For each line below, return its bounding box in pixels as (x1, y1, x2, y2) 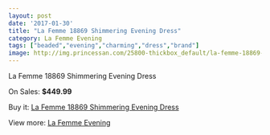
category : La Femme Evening (8, 34, 103, 43)
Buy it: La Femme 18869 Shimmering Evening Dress (8, 102, 179, 112)
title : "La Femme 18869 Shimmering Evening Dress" (8, 27, 182, 35)
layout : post (8, 11, 52, 20)
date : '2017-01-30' (8, 19, 74, 27)
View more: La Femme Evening (8, 118, 111, 127)
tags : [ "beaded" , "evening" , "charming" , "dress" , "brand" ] (8, 42, 199, 50)
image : (8, 49, 31, 57)
